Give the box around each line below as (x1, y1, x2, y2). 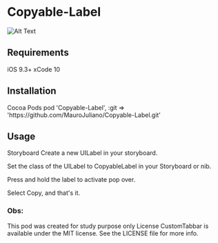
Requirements (7, 47, 69, 59)
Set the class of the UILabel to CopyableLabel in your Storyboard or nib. (7, 162, 212, 171)
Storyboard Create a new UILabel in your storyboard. (7, 149, 158, 157)
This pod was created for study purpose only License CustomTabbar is (7, 222, 209, 230)
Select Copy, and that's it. (7, 189, 81, 197)
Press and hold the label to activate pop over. (7, 176, 136, 184)
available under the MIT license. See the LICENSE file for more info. (7, 229, 199, 237)
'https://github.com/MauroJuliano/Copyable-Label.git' (7, 111, 161, 119)
